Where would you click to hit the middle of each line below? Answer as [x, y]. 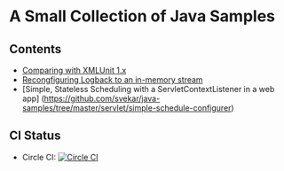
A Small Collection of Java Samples [142, 16]
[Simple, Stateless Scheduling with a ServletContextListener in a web [148, 89]
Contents [35, 49]
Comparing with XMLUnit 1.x [74, 70]
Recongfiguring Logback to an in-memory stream [112, 80]
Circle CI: [39, 157]
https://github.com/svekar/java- [102, 98]
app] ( [33, 98]
